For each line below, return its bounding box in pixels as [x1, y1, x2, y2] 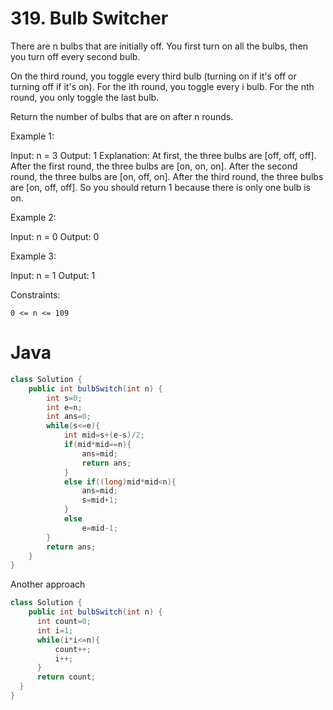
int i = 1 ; [36, 625, 74, 636]
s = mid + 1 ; [81, 495, 118, 506]
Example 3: [10, 250, 57, 262]
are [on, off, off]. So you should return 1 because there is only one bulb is [10, 181, 312, 193]
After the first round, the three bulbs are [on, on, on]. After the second [10, 160, 298, 172]
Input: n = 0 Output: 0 [10, 230, 100, 242]
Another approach [10, 578, 86, 591]
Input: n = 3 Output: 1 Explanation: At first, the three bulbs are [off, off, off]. [10, 149, 317, 161]
